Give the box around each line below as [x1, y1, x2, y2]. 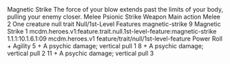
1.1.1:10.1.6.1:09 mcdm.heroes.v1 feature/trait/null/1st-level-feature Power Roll [7, 34, 222, 43]
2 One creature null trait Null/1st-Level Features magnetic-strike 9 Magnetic [7, 20, 222, 28]
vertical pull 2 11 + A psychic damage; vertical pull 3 [7, 50, 154, 57]
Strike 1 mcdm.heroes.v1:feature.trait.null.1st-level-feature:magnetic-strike [7, 28, 217, 35]
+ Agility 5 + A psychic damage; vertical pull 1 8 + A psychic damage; [7, 42, 204, 50]
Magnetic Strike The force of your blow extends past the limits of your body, [7, 6, 224, 13]
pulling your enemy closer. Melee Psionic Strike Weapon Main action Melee [7, 12, 220, 21]
